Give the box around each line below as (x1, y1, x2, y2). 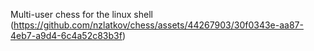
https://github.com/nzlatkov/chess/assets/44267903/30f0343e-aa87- (13, 19, 304, 31)
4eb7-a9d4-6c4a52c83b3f (10, 30, 123, 41)
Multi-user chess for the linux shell (10, 9, 153, 20)
